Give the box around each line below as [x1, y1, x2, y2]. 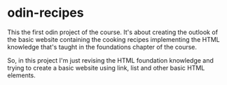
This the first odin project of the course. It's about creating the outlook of [7, 28, 219, 36]
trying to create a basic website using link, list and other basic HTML [7, 63, 205, 72]
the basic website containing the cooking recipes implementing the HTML [7, 35, 220, 43]
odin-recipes [7, 5, 84, 21]
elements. [7, 71, 36, 79]
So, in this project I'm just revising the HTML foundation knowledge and [7, 56, 214, 64]
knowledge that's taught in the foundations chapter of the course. [7, 42, 198, 51]
